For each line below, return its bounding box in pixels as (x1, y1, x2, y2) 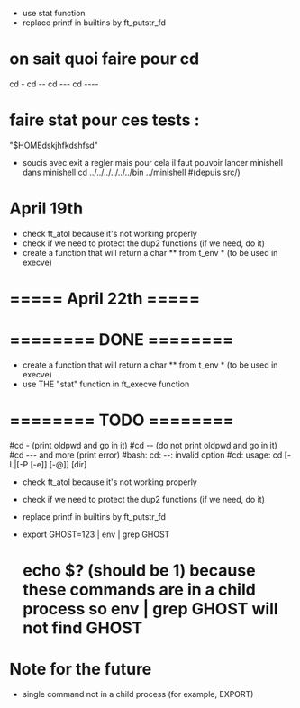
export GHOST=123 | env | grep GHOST (22, 529, 170, 540)
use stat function (22, 8, 86, 18)
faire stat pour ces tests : (9, 110, 200, 131)
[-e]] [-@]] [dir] (30, 458, 87, 469)
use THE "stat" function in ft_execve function (22, 378, 190, 389)
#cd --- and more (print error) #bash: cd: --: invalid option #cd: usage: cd (9, 449, 283, 460)
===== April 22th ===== (9, 288, 201, 309)
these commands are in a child (22, 580, 257, 600)
